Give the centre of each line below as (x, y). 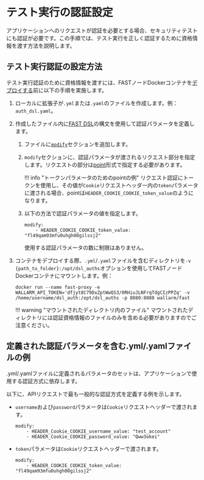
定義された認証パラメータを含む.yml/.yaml (87, 346)
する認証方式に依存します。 (46, 381)
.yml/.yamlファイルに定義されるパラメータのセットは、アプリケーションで (99, 373)
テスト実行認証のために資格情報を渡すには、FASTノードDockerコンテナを (99, 82)
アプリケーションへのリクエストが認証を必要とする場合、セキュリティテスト (102, 30)
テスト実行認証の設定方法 (54, 67)
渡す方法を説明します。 (46, 46)
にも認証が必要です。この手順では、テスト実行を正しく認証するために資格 (100, 38)
